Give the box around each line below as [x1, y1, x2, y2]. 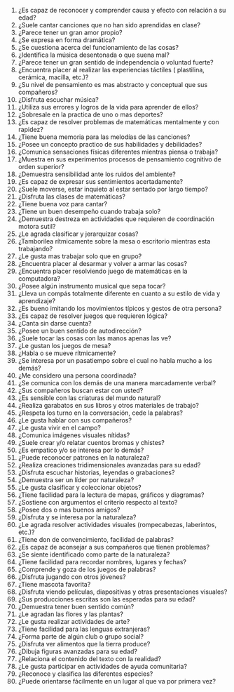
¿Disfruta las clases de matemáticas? [18, 192, 125, 201]
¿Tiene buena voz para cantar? [18, 200, 108, 208]
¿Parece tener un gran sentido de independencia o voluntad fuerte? [18, 58, 214, 66]
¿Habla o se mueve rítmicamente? [18, 349, 116, 357]
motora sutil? [18, 222, 56, 230]
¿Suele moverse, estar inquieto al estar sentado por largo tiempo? [18, 185, 209, 193]
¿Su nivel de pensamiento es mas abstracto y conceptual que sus [18, 81, 208, 88]
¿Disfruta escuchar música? [18, 95, 99, 104]
